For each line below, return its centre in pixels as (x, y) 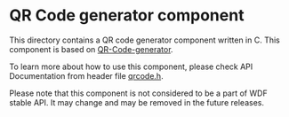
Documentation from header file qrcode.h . (86, 75)
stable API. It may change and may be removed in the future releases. (137, 102)
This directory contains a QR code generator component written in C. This (144, 40)
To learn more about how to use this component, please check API (131, 66)
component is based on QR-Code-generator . (91, 49)
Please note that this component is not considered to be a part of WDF (139, 93)
